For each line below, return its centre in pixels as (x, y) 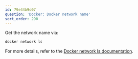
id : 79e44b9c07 (21, 10)
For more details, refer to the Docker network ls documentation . (69, 51)
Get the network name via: (32, 33)
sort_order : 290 (22, 19)
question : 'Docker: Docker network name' (48, 14)
